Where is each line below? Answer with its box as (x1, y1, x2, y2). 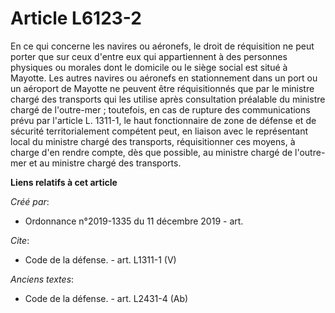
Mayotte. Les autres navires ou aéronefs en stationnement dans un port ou (10, 72, 318, 84)
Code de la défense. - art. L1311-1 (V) (24, 253, 177, 266)
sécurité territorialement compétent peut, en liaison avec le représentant (10, 125, 309, 137)
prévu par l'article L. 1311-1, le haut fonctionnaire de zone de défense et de (10, 114, 317, 126)
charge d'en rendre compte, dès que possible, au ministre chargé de (10, 146, 293, 158)
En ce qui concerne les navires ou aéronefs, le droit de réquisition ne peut (10, 40, 315, 52)
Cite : (10, 234, 30, 246)
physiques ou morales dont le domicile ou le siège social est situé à (10, 61, 288, 73)
